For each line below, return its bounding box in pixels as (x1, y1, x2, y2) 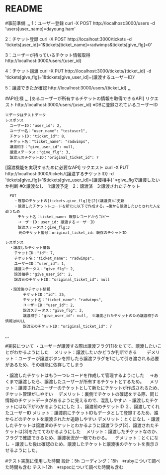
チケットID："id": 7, (14, 250, 55, 255)
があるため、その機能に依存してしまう (5, 362, 83, 368)
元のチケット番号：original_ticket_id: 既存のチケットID (18, 230, 127, 235)
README (5, 3, 43, 14)
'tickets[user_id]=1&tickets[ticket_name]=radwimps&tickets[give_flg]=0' (5, 41, 153, 47)
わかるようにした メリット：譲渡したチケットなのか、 (45, 428, 161, 435)
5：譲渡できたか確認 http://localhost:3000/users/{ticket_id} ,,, (5, 84, 132, 90)
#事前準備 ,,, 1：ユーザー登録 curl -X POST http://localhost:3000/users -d (5, 20, 155, 26)
